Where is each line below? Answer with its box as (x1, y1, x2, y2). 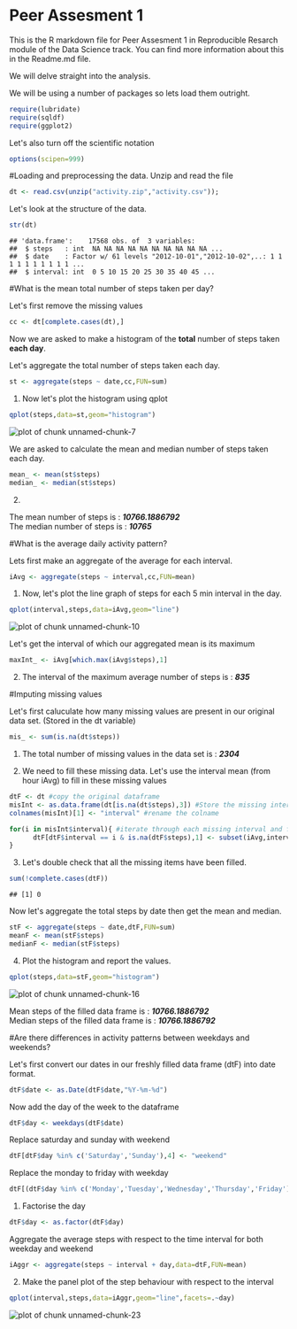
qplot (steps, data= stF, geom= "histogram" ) (9, 972, 161, 981)
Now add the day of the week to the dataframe (9, 1101, 179, 1112)
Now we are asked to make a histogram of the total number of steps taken (9, 334, 280, 344)
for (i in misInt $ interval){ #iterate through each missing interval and (9, 824, 283, 833)
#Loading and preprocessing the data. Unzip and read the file (9, 170, 234, 182)
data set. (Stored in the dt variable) (9, 715, 136, 726)
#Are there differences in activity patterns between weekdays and (9, 1032, 250, 1043)
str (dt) (9, 220, 38, 230)
